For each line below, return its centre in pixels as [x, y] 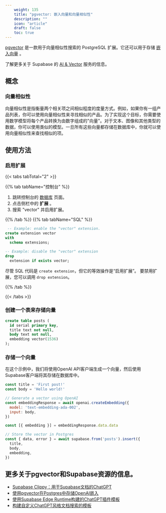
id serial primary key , [34, 325]
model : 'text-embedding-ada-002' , [45, 407]
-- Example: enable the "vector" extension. [54, 229]
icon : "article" [31, 24]
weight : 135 [26, 10]
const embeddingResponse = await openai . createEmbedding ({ [67, 403]
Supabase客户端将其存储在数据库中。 [43, 375]
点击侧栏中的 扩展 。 [33, 204]
